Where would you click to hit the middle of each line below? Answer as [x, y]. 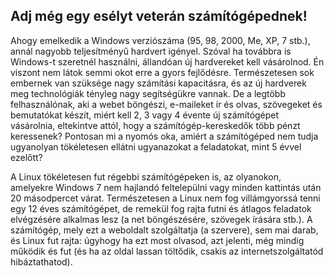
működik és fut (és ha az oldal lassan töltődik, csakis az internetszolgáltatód [167, 251]
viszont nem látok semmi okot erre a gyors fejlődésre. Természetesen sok [162, 72]
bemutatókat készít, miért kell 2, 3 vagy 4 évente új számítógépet [145, 115]
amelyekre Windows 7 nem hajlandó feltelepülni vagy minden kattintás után [166, 187]
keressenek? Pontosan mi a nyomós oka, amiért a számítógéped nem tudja [164, 136]
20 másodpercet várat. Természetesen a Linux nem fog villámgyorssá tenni [165, 198]
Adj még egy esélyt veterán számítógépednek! [159, 16]
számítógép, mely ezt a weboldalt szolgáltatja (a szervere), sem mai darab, [164, 230]
